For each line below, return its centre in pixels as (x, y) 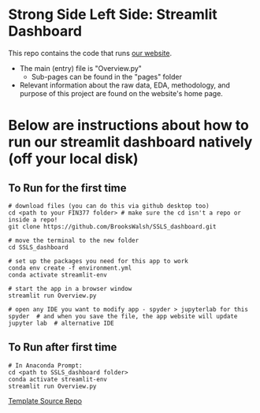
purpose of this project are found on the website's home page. (121, 93)
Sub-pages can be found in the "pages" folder (107, 76)
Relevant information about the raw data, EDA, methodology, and (125, 85)
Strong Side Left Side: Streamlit (113, 15)
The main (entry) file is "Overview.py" (80, 68)
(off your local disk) (74, 159)
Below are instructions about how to (129, 126)
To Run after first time (63, 347)
